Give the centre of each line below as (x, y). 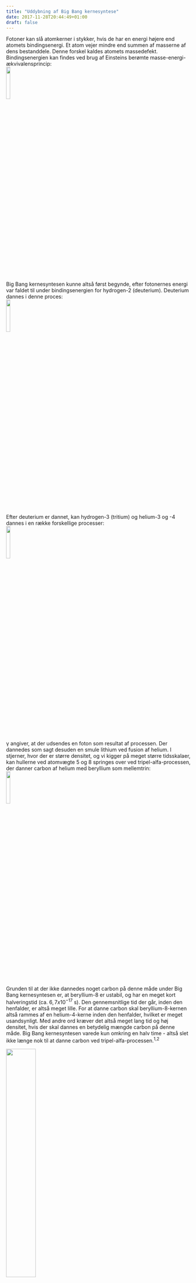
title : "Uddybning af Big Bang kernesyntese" (62, 11)
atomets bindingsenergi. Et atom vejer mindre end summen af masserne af (96, 45)
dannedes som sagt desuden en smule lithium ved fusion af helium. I (89, 750)
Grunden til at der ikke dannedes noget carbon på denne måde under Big (94, 989)
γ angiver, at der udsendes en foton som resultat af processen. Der (87, 744)
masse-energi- (168, 58)
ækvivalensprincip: (29, 64)
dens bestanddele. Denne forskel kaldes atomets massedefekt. (82, 52)
